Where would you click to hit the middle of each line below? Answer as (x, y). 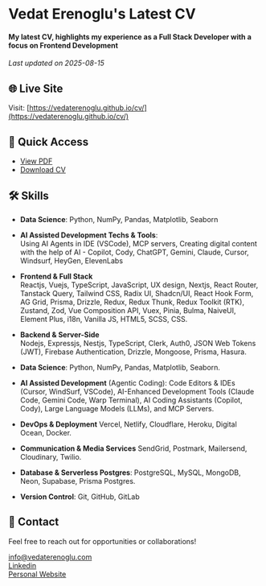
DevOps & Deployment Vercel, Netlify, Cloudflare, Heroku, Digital (128, 424)
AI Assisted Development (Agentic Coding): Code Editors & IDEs (127, 382)
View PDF (36, 161)
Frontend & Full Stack (56, 276)
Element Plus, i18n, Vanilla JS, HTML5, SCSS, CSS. (104, 319)
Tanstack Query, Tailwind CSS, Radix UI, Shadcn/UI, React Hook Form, (137, 293)
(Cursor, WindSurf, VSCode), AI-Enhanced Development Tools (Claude (137, 391)
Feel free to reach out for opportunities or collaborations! (102, 541)
